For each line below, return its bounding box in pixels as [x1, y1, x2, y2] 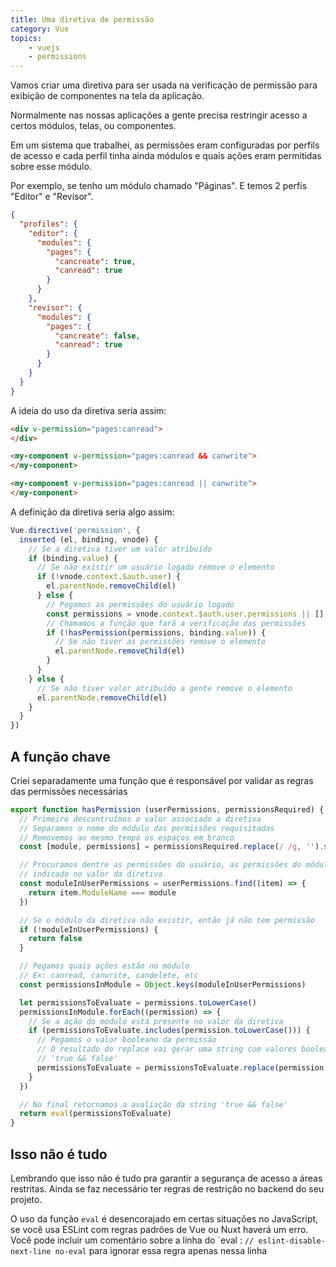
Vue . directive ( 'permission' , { [10, 525, 141, 535]
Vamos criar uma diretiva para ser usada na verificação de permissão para [10, 79, 318, 91]
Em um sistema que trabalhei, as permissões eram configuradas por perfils [10, 139, 320, 151]
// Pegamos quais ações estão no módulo [19, 961, 190, 971]
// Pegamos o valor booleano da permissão [36, 1035, 217, 1045]
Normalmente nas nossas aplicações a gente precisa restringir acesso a [10, 109, 308, 121]
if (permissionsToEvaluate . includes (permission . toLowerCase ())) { [28, 1026, 311, 1036]
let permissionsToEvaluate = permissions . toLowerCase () [19, 997, 257, 1008]
